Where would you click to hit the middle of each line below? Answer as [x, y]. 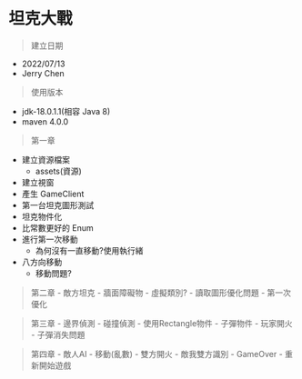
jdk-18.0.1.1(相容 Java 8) [66, 111]
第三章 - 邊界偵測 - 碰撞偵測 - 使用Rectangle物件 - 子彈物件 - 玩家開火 [161, 323]
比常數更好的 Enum [57, 227]
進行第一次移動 [50, 239]
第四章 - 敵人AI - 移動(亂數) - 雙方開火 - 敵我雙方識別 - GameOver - [156, 354]
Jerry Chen [43, 73]
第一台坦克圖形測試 [58, 204]
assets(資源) [59, 171]
